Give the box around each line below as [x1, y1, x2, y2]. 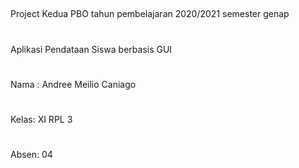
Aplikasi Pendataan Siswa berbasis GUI [10, 43, 173, 55]
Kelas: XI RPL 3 [10, 113, 73, 125]
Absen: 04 [10, 149, 53, 161]
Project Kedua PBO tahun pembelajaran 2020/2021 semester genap [10, 8, 290, 20]
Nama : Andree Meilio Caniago [10, 78, 137, 90]
